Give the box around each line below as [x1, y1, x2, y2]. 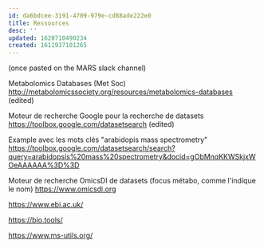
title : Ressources [8, 19, 69, 27]
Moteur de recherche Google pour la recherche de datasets [8, 111, 204, 120]
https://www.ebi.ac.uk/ [8, 200, 84, 210]
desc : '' [8, 26, 37, 34]
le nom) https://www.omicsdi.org [8, 184, 116, 194]
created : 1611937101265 [8, 41, 88, 49]
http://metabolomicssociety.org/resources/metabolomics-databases [8, 87, 233, 96]
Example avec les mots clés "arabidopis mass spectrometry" [8, 135, 208, 144]
